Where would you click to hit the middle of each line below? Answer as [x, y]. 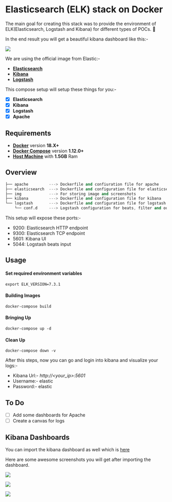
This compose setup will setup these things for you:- [61, 89]
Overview [21, 173]
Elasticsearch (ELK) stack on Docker [84, 9]
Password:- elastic [32, 387]
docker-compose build [28, 306]
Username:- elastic [33, 381]
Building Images [23, 295]
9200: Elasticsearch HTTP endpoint [50, 228]
